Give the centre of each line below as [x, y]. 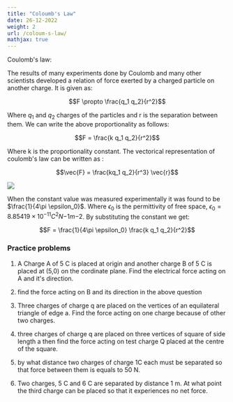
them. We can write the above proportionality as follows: [88, 124]
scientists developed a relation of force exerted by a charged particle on [111, 80]
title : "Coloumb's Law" [42, 14]
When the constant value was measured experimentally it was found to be [114, 199]
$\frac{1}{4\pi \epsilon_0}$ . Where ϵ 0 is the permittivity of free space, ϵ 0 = [114, 207]
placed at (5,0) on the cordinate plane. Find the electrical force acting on [121, 271]
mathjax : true [28, 40]
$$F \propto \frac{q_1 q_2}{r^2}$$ [117, 101]
